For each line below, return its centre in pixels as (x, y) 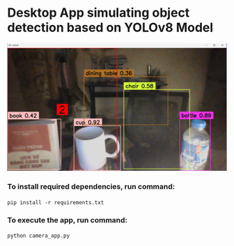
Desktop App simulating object (99, 13)
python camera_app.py (39, 236)
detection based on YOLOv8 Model (110, 28)
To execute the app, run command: (67, 220)
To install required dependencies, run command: (91, 187)
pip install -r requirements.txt (56, 202)
